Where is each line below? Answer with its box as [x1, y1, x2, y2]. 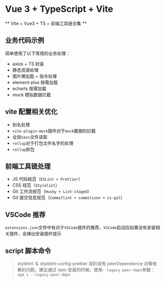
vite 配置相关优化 [5, 108, 58, 116]
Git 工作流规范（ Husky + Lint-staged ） [12, 189, 92, 195]
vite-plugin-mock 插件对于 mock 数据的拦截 [12, 127, 96, 134]
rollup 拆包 [12, 146, 35, 152]
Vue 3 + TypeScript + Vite [5, 3, 114, 15]
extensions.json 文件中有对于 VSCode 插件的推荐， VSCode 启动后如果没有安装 [5, 225, 156, 231]
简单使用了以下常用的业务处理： [5, 50, 70, 56]
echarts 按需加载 [12, 85, 47, 91]
